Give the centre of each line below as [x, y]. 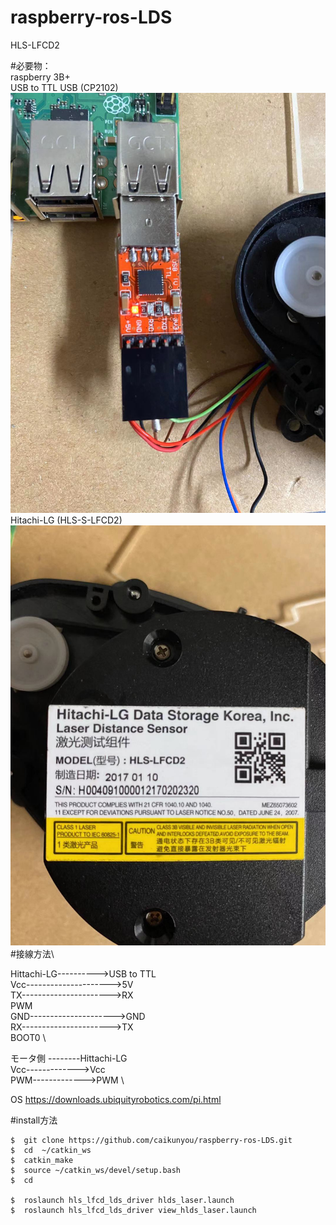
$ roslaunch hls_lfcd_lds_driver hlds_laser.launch [122, 1200]
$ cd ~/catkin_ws [51, 1150]
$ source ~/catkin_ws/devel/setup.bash [96, 1170]
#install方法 [34, 1120]
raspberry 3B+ [40, 77]
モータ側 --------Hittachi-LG [69, 1058]
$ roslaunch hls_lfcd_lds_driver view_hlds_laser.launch [133, 1210]
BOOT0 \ [28, 1037]
